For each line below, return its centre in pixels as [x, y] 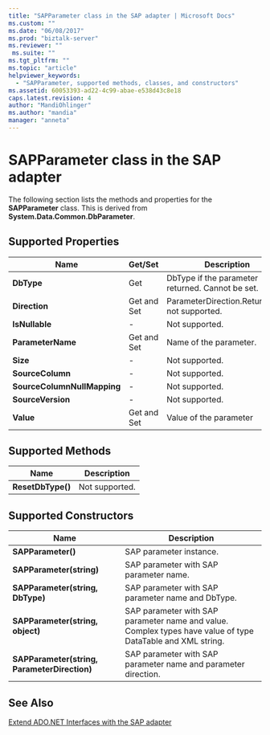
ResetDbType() [42, 487]
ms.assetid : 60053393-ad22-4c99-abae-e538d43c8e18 [95, 90]
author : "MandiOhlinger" [50, 105]
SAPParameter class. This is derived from [78, 208]
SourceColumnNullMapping [67, 386]
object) [27, 631]
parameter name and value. [177, 621]
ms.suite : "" [34, 53]
